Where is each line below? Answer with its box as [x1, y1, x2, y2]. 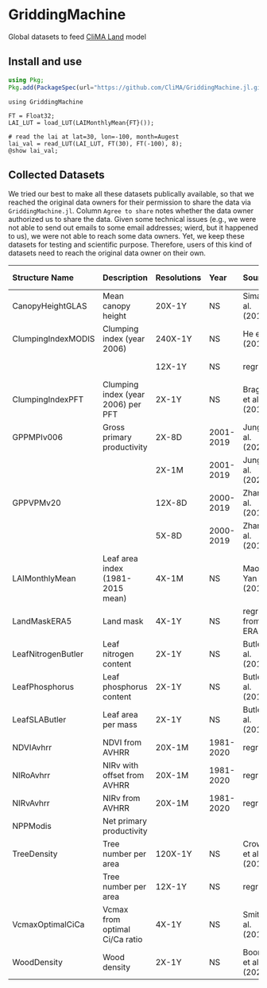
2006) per [103, 399, 141, 410]
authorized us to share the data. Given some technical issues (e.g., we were [8, 215, 257, 224]
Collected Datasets [8, 168, 105, 181]
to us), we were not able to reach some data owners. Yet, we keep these [8, 231, 245, 241]
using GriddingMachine [8, 98, 83, 106]
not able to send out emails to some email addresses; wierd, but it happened [8, 223, 258, 232]
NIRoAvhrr [12, 770, 51, 781]
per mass [103, 719, 137, 730]
